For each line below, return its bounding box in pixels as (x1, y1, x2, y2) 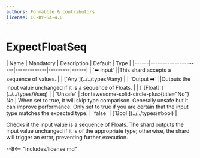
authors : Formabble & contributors (6, 8, 95, 15)
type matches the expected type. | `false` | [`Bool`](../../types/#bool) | (6, 110, 177, 117)
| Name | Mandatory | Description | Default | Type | (6, 60, 132, 67)
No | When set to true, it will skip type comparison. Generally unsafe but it (6, 97, 189, 104)
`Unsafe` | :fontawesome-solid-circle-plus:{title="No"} (55, 90, 190, 98)
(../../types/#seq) (6, 90, 48, 98)
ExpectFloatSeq (6, 40, 87, 54)
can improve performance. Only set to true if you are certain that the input (6, 103, 189, 111)
